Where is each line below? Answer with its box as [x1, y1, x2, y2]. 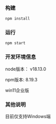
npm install [5, 16, 30, 21]
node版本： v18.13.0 [5, 66, 46, 72]
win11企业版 [5, 87, 29, 93]
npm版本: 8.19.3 [5, 76, 37, 82]
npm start [5, 41, 26, 46]
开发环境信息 [5, 54, 36, 61]
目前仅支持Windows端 [5, 113, 51, 119]
